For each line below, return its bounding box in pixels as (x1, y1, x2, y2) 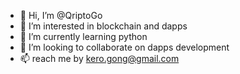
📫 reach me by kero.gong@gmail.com (19, 53, 180, 64)
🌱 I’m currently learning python (19, 31, 148, 42)
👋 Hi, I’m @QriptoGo (19, 10, 103, 21)
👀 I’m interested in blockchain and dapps (19, 20, 188, 32)
